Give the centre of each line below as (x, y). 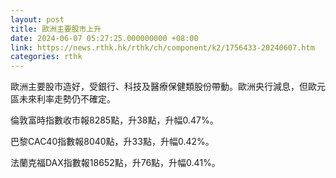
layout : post (37, 19)
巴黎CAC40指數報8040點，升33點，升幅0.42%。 (112, 142)
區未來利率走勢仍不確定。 (63, 99)
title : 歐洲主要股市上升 (56, 29)
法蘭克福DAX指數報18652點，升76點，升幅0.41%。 (115, 163)
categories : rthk (46, 57)
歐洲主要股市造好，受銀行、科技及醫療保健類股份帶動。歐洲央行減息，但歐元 (168, 87)
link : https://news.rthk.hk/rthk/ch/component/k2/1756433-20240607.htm (162, 47)
